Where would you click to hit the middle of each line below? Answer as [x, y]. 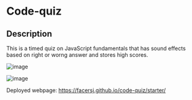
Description [29, 34]
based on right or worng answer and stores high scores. [77, 55]
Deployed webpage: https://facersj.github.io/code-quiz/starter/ [86, 90]
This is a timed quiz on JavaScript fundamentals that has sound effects [96, 48]
